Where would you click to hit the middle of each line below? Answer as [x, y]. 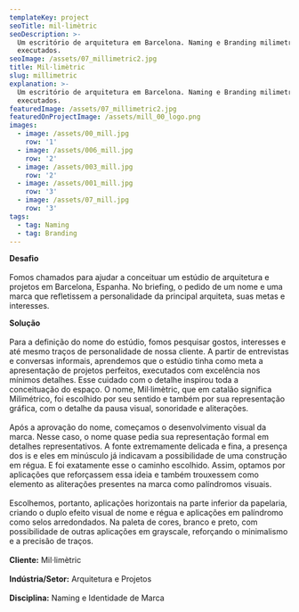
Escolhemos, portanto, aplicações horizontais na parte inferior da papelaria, [148, 503]
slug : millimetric [43, 76]
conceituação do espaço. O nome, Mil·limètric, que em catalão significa [141, 390]
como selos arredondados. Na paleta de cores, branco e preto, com [133, 522]
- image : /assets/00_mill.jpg [73, 134]
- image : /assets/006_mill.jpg [75, 150]
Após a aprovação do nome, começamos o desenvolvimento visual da [138, 427]
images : [24, 126]
